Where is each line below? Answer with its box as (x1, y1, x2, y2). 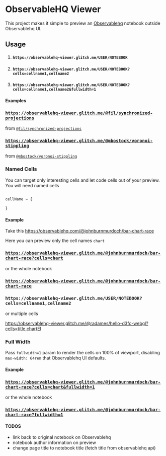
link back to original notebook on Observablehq (12, 434, 111, 440)
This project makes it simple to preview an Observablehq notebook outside (5, 20, 160, 26)
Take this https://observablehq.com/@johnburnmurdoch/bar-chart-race (5, 228, 154, 234)
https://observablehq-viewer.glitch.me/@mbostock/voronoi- (5, 137, 153, 143)
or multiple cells (5, 311, 39, 317)
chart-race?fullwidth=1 (5, 412, 64, 418)
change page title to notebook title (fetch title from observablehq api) (12, 445, 156, 451)
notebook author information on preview (12, 439, 97, 446)
